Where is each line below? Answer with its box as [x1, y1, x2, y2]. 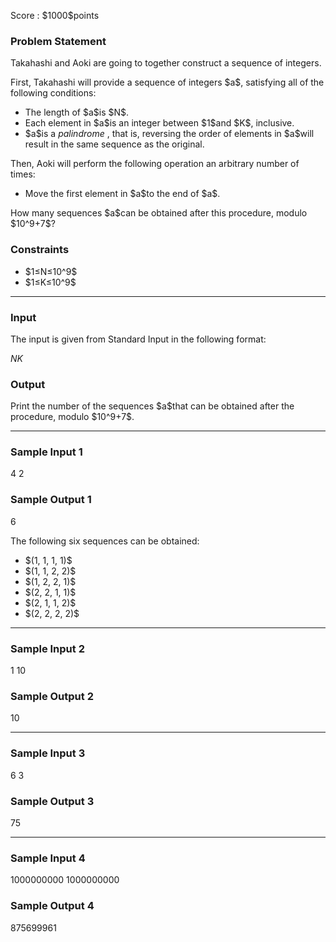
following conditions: [10, 87, 97, 99]
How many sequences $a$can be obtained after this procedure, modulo [10, 207, 308, 219]
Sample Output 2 [10, 690, 94, 703]
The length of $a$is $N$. [24, 106, 130, 119]
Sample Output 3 [10, 794, 95, 808]
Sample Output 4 [10, 899, 95, 913]
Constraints [10, 243, 70, 257]
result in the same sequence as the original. [24, 138, 205, 150]
